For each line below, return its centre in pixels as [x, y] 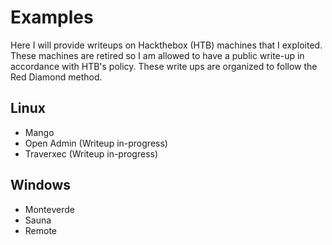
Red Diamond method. [56, 77]
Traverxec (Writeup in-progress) [91, 153]
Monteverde [49, 209]
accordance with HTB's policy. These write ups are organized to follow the [164, 66]
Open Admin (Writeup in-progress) [96, 143]
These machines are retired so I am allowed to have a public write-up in [157, 55]
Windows [40, 185]
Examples [52, 17]
